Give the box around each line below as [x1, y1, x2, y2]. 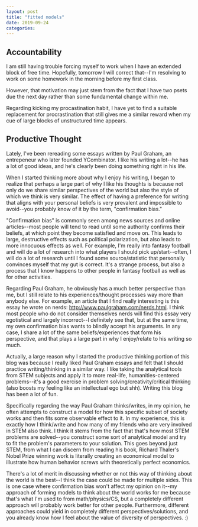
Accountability [6, 47, 62, 57]
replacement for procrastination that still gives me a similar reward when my [6, 111, 191, 118]
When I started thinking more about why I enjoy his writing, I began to [6, 174, 176, 181]
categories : [6, 25, 35, 31]
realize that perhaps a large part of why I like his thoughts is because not [6, 180, 183, 187]
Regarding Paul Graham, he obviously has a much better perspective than [6, 284, 186, 292]
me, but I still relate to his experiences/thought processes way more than [6, 291, 184, 298]
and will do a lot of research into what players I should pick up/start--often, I [6, 248, 191, 255]
